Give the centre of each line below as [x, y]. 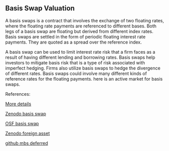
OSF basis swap [22, 123]
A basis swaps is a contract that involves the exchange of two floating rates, [85, 20]
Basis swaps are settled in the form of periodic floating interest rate [75, 36]
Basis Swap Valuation [40, 8]
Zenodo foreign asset [28, 133]
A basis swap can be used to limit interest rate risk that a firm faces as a [80, 52]
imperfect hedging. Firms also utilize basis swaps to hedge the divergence [83, 68]
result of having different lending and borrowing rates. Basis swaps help [80, 57]
